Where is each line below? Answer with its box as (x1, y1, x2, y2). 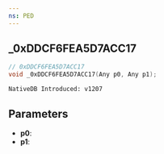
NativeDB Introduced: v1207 (8, 85, 103, 94)
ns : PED (8, 11, 35, 20)
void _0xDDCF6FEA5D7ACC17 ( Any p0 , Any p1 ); (8, 70, 158, 79)
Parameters (8, 106, 69, 121)
